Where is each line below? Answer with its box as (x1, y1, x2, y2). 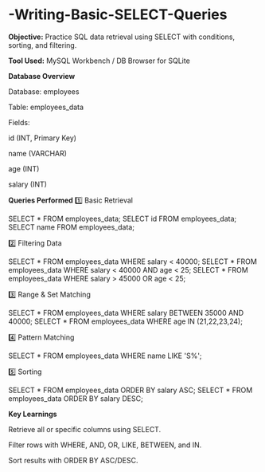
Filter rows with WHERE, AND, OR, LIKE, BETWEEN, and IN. (8, 440, 202, 450)
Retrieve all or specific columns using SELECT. (8, 424, 162, 434)
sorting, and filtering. (8, 40, 77, 49)
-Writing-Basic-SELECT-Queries (8, 6, 228, 24)
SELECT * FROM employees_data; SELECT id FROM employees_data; (8, 214, 237, 223)
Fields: (8, 117, 30, 127)
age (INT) (8, 163, 40, 173)
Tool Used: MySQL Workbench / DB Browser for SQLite (8, 56, 191, 65)
